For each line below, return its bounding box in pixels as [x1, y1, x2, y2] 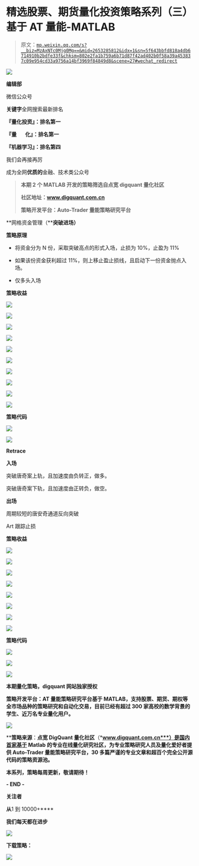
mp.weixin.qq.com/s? [36, 42, 87, 48]
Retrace [6, 447, 26, 454]
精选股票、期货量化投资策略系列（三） [6, 5, 194, 19]
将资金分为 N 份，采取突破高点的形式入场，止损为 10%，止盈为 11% [14, 244, 179, 251]
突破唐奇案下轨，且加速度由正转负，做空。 [6, 485, 110, 492]
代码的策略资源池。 [6, 756, 53, 763]
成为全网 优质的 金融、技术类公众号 [6, 168, 89, 176]
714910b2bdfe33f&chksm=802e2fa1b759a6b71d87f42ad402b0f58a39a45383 [20, 53, 191, 59]
